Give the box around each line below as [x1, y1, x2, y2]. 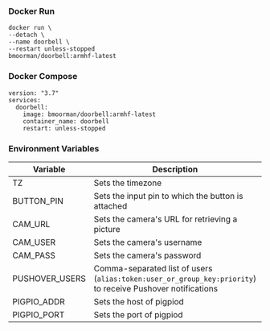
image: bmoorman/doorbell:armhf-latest [22, 110, 157, 118]
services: [8, 96, 42, 104]
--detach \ [8, 31, 45, 39]
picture [93, 223, 121, 234]
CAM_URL [12, 218, 51, 230]
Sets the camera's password [93, 250, 202, 261]
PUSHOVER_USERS [12, 272, 86, 283]
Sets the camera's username [93, 236, 202, 247]
